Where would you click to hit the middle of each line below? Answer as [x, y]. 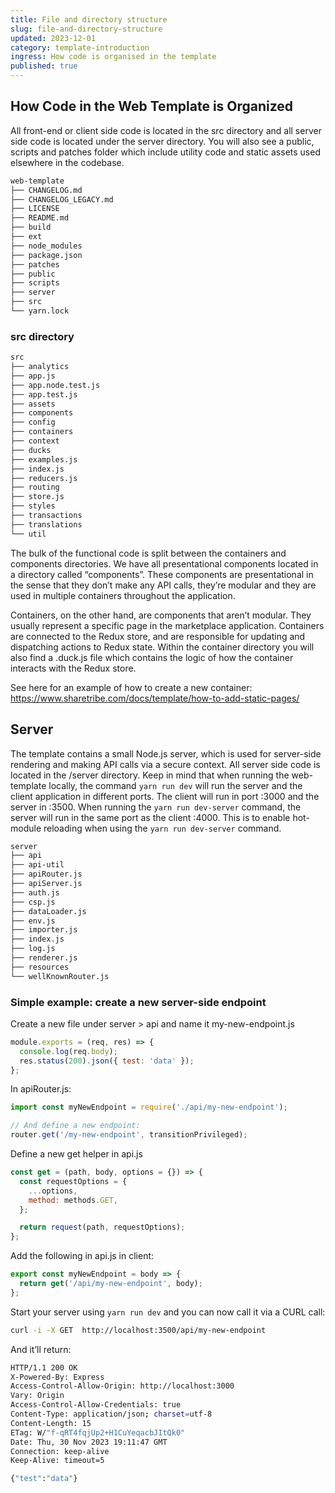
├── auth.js [35, 892]
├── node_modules [46, 246]
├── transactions [46, 516]
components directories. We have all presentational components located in [164, 563]
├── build [31, 227]
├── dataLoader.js [48, 911]
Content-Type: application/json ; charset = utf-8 [111, 1414]
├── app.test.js [44, 394]
